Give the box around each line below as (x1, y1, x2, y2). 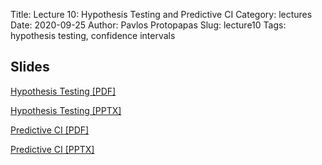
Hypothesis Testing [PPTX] (10, 104, 122, 116)
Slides (10, 59, 50, 76)
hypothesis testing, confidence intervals (10, 30, 176, 41)
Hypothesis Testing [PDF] (10, 85, 117, 97)
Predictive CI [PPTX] (10, 143, 95, 155)
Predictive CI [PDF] (10, 124, 90, 136)
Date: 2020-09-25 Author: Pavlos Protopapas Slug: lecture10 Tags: (10, 19, 287, 31)
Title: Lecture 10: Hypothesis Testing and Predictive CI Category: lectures (10, 9, 313, 20)
